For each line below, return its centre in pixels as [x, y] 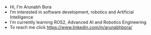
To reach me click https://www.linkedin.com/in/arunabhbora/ [71, 27]
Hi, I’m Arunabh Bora [31, 7]
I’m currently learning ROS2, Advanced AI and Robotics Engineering [78, 22]
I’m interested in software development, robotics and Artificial [72, 12]
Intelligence [21, 17]
